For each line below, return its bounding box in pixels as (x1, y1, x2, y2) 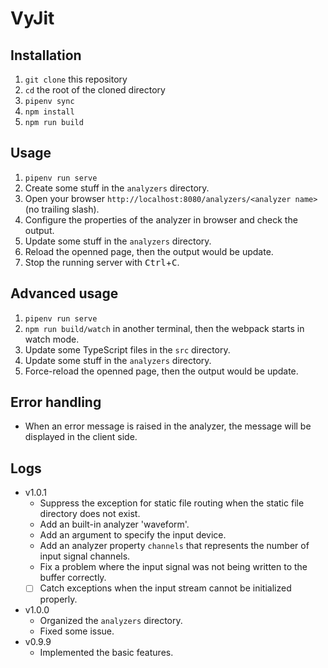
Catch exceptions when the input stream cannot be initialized (39, 582, 292, 594)
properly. (39, 593, 78, 606)
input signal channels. (39, 550, 131, 562)
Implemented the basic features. (39, 647, 174, 659)
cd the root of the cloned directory (24, 84, 166, 96)
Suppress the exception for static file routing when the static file (39, 497, 305, 509)
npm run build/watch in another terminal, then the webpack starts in (24, 322, 305, 334)
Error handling (10, 394, 102, 411)
